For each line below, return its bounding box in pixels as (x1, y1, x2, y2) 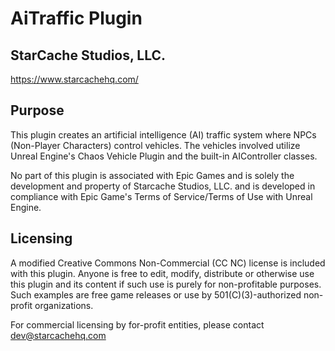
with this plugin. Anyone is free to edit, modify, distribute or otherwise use (10, 267, 315, 279)
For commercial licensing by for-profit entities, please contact (10, 318, 265, 331)
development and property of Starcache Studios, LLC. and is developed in (10, 180, 316, 192)
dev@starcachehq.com (10, 329, 107, 341)
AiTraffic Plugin (10, 7, 143, 30)
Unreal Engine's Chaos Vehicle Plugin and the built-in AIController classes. (10, 150, 318, 162)
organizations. (34, 299, 94, 311)
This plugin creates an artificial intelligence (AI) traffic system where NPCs (10, 128, 317, 141)
